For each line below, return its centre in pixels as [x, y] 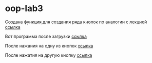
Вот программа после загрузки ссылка [46, 36]
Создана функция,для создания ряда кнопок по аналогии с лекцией [76, 22]
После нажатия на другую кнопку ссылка [49, 55]
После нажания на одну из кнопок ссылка [49, 46]
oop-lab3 [24, 8]
